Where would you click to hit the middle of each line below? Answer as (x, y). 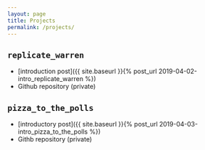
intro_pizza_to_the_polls (53, 132)
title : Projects (31, 21)
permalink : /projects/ (41, 27)
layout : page (27, 14)
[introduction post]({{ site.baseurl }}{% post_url (87, 71)
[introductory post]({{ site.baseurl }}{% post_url (88, 124)
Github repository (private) (57, 87)
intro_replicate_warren (51, 79)
